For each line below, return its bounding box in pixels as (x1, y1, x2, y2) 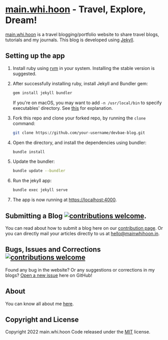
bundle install (12, 149, 45, 154)
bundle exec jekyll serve (12, 187, 68, 192)
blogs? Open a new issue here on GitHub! (5, 272, 93, 278)
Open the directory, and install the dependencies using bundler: (12, 139, 147, 145)
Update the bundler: (12, 158, 55, 164)
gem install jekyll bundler (12, 90, 72, 95)
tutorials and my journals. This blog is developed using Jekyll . (5, 37, 135, 43)
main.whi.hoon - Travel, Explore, (5, 4, 146, 15)
